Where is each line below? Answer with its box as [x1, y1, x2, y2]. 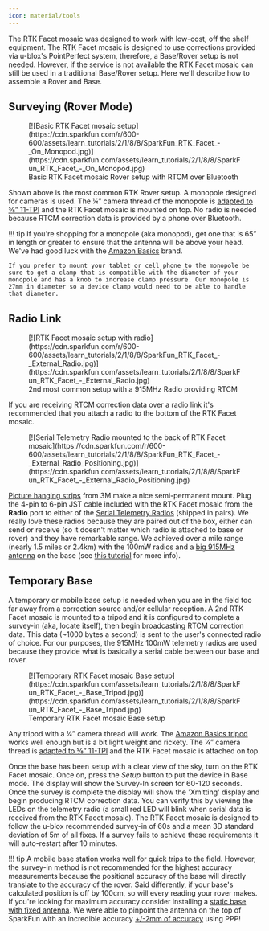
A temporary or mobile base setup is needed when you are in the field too [8, 596, 252, 605]
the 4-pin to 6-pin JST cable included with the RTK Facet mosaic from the [8, 499, 253, 509]
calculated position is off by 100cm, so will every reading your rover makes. [8, 888, 258, 898]
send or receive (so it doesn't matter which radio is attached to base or [8, 525, 243, 535]
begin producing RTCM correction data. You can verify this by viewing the [8, 796, 254, 806]
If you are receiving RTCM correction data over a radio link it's [8, 400, 214, 410]
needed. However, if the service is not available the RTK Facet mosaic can [8, 59, 254, 69]
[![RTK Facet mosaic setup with [28, 333, 132, 342]
